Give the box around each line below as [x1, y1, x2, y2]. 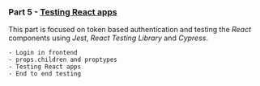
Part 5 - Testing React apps [8, 6, 117, 18]
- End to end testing [8, 70, 82, 78]
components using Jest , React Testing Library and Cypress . [8, 33, 209, 43]
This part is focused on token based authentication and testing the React [8, 25, 252, 35]
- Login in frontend [8, 49, 79, 57]
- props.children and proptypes [8, 55, 117, 64]
